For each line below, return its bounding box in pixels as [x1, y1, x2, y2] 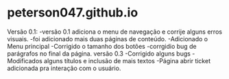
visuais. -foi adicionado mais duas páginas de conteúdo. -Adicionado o [7, 34, 208, 43]
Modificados [7, 56, 43, 65]
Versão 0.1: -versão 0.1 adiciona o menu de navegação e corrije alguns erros [7, 27, 223, 36]
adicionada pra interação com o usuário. [7, 64, 121, 72]
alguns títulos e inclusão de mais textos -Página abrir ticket [43, 56, 211, 65]
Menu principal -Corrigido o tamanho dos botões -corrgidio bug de [7, 42, 197, 50]
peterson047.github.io [7, 5, 138, 21]
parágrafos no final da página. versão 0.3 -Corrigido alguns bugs [7, 49, 191, 58]
